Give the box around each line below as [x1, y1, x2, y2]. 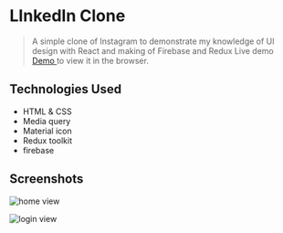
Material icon [22, 125, 72, 136]
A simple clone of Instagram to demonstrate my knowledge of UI [31, 36, 276, 47]
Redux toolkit [22, 134, 73, 146]
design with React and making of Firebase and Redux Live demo [31, 45, 274, 56]
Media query [22, 115, 71, 126]
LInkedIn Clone [9, 5, 126, 26]
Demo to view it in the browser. [31, 55, 149, 66]
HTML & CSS [22, 106, 72, 117]
